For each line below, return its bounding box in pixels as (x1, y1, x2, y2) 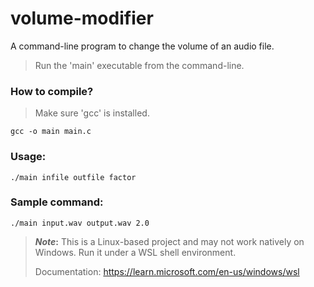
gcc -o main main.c (10, 127, 92, 137)
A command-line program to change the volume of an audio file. (10, 40, 275, 52)
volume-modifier (10, 7, 154, 30)
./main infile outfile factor (10, 172, 137, 182)
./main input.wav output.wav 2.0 (10, 218, 150, 228)
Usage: (10, 150, 47, 164)
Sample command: (10, 195, 104, 209)
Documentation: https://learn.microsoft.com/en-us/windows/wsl (34, 265, 300, 277)
